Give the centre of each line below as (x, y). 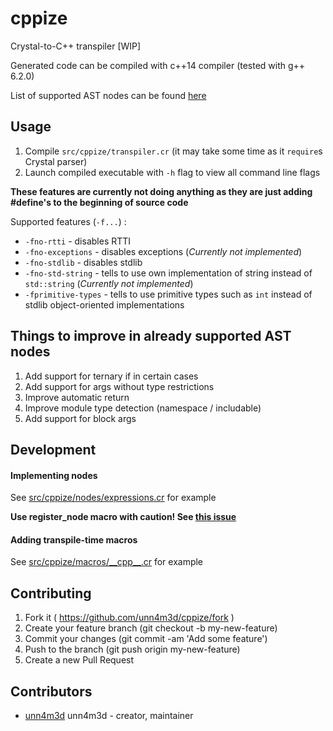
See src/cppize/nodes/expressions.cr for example (113, 498)
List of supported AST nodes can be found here (108, 95)
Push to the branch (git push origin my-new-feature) (132, 649)
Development (53, 449)
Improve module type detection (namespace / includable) (143, 408)
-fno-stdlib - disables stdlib (83, 262)
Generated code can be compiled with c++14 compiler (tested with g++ (158, 65)
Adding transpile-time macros (74, 539)
